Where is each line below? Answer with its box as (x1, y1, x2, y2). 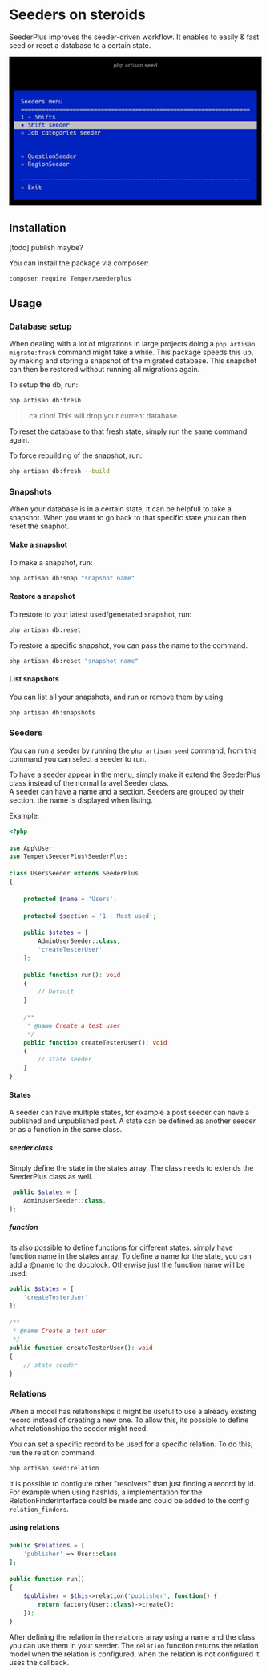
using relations (9, 1522, 60, 1532)
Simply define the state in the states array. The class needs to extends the (9, 1163, 254, 1173)
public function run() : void (23, 971, 121, 979)
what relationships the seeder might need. (9, 1423, 149, 1433)
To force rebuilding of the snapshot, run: (9, 451, 143, 460)
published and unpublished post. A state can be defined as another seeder (9, 1116, 256, 1126)
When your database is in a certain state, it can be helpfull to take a (9, 504, 232, 514)
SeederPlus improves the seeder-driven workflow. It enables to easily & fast (9, 32, 260, 42)
